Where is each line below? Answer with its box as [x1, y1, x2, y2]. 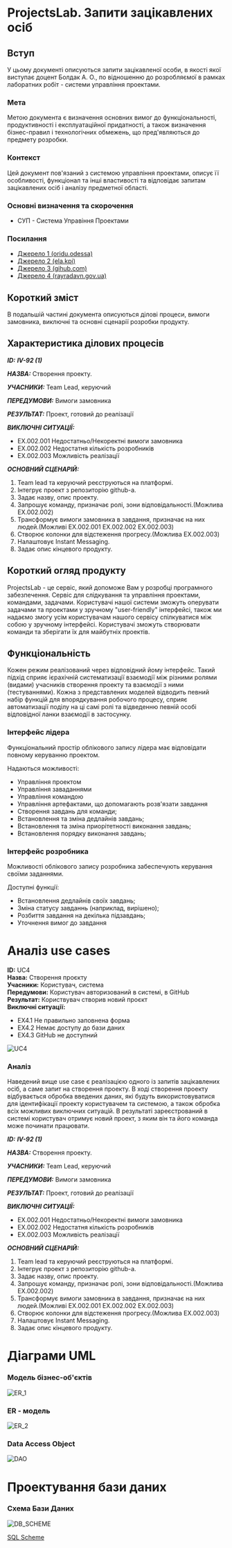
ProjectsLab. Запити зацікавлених [7, 5, 213, 21]
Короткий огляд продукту [7, 565, 126, 577]
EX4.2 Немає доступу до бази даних [17, 1023, 125, 1032]
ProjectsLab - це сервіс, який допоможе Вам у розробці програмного [7, 583, 213, 591]
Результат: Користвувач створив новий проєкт [7, 995, 148, 1003]
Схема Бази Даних [7, 1504, 74, 1513]
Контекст [7, 153, 41, 162]
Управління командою [17, 792, 84, 801]
